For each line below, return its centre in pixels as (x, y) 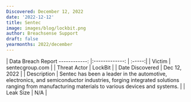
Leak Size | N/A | (27, 93)
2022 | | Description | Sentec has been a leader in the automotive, (87, 74)
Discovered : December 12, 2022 (45, 11)
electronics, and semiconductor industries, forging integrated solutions (93, 80)
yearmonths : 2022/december (39, 45)
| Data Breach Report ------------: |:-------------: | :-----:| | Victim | (88, 61)
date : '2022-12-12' (30, 17)
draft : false (22, 39)
